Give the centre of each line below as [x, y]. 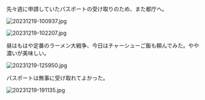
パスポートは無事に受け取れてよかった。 [57, 78]
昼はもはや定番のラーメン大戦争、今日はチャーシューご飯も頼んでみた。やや [103, 45]
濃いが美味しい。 [28, 53]
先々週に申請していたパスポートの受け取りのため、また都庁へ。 [87, 9]
